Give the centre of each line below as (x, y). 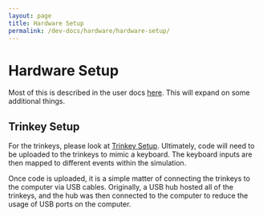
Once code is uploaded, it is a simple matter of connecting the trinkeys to (129, 178)
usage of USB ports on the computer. (70, 204)
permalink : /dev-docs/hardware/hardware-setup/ (89, 31)
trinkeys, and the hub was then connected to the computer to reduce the (128, 196)
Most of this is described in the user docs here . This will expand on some (129, 92)
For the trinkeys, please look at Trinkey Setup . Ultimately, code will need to (131, 146)
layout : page (30, 16)
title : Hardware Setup (46, 23)
